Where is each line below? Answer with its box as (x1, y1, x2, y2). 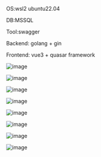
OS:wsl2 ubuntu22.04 (6, 5, 60, 12)
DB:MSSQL (6, 17, 34, 23)
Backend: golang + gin (6, 40, 62, 47)
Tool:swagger (6, 28, 40, 35)
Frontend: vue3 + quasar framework (6, 51, 96, 59)
